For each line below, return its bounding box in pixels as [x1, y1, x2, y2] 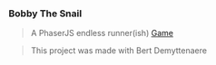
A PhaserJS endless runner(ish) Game [30, 28, 174, 39]
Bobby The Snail [8, 7, 83, 20]
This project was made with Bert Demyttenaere [30, 45, 208, 56]
